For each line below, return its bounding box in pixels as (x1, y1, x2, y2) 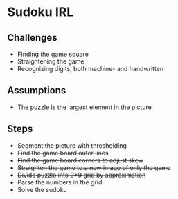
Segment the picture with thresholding (17, 141, 127, 149)
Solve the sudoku (17, 185, 67, 193)
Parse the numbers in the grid (17, 178, 103, 187)
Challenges (7, 32, 57, 44)
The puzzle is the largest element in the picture (17, 103, 152, 111)
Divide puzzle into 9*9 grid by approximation (17, 171, 146, 179)
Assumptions (7, 84, 66, 97)
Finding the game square (17, 50, 89, 58)
